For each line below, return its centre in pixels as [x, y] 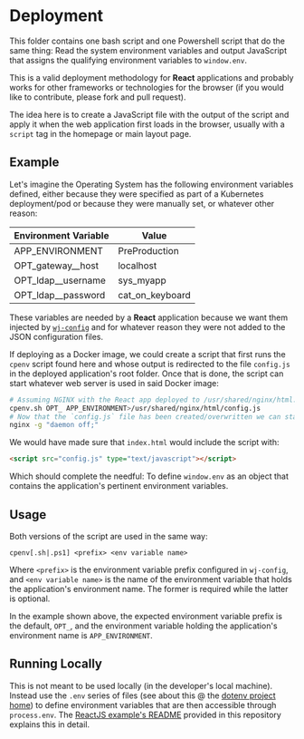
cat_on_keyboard [154, 295]
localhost [137, 266]
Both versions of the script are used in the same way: [109, 536]
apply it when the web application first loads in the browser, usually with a [147, 124]
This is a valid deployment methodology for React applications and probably [152, 77]
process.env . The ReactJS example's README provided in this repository [146, 715]
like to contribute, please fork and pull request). [98, 97]
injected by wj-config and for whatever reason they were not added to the [147, 326]
